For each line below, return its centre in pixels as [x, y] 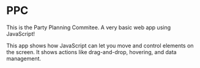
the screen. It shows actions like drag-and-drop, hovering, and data [91, 52]
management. [24, 58]
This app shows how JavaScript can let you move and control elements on [100, 46]
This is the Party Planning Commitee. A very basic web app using [89, 27]
